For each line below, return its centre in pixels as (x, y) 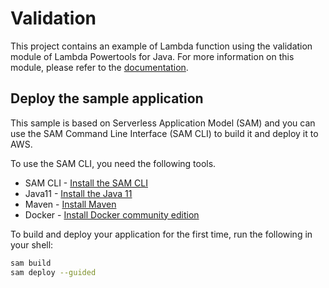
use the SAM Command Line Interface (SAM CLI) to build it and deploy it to (164, 133)
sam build (31, 263)
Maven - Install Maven (70, 204)
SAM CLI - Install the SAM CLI (86, 183)
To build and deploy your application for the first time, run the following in (161, 234)
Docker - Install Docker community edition (112, 214)
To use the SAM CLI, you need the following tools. (113, 163)
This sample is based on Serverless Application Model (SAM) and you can (163, 123)
